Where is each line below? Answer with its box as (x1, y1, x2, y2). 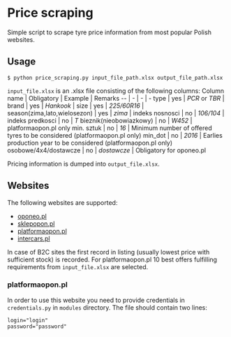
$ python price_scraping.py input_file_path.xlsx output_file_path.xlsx (7, 74, 223, 81)
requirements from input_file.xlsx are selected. (7, 262, 149, 271)
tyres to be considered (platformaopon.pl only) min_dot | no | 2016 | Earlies (7, 131, 223, 139)
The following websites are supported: (7, 198, 118, 207)
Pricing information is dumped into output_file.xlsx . (7, 159, 161, 168)
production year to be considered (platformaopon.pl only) (7, 138, 173, 147)
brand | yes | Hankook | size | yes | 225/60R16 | (7, 101, 144, 110)
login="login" (7, 317, 49, 324)
